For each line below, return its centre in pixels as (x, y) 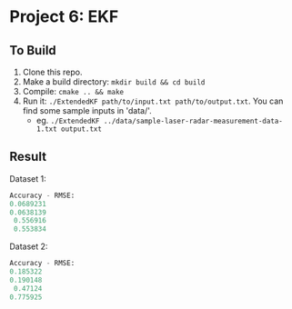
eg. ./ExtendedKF (68, 120)
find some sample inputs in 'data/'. (87, 110)
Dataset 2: (29, 246)
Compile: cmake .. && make (73, 91)
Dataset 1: (28, 178)
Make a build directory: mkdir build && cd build (114, 82)
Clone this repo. (52, 72)
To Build (33, 50)
